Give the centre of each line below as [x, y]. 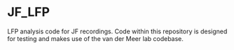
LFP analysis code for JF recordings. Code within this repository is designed [117, 31]
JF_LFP [29, 12]
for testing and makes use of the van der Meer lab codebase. [96, 38]
